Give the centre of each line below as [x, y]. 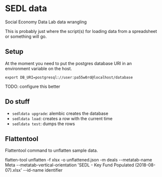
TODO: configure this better [33, 86]
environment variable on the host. [39, 68]
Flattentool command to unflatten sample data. [52, 150]
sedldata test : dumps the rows [43, 124]
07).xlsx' [14, 170]
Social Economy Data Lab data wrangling [46, 22]
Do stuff [17, 102]
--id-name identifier [43, 170]
